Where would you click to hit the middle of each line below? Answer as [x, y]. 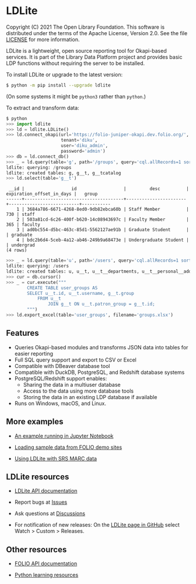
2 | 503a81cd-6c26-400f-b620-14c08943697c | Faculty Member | [103, 220]
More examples [35, 422]
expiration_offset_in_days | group [52, 194]
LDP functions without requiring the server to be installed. [76, 63]
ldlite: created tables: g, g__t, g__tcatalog [64, 173]
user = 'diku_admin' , [85, 146]
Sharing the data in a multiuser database [72, 384]
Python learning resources [46, 575]
